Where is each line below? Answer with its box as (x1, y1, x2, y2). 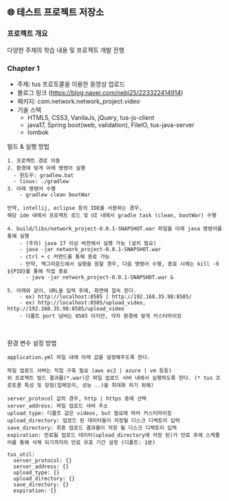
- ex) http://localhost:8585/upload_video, (19, 299, 146, 306)
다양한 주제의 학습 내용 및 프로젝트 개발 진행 (7, 45, 125, 54)
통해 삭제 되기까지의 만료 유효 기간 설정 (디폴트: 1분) (19, 439, 156, 446)
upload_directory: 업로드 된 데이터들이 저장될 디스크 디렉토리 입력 (7, 417, 180, 424)
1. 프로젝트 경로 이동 (7, 157, 61, 164)
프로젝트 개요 (7, 29, 48, 39)
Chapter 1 (7, 63, 40, 73)
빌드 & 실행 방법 (7, 142, 50, 150)
